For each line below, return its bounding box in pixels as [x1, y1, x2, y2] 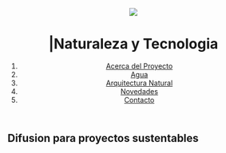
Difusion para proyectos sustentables [7, 131, 199, 145]
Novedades [120, 86, 159, 96]
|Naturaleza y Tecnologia [48, 35, 219, 53]
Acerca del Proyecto [105, 61, 173, 71]
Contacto [124, 95, 155, 104]
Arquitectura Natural [105, 78, 173, 88]
